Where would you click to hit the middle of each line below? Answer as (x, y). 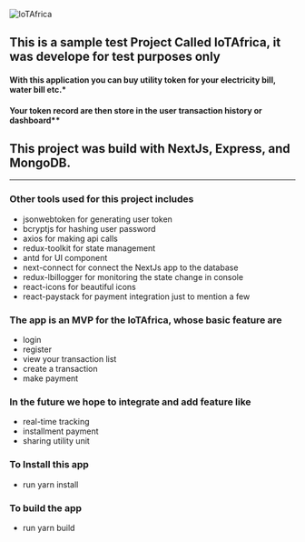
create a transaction (60, 368)
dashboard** (35, 120)
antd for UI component (65, 257)
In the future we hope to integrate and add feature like (130, 402)
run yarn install (50, 484)
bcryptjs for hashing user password (89, 228)
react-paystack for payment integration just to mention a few (136, 296)
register (37, 349)
